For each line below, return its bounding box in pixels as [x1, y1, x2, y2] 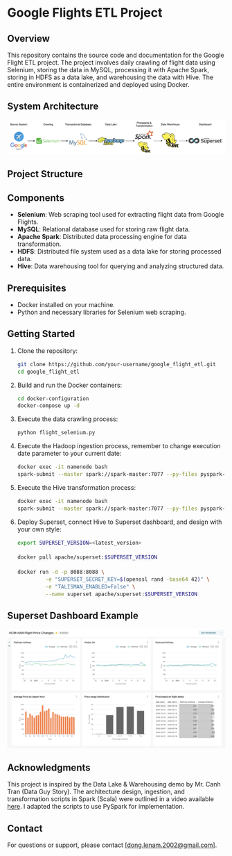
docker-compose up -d [17, 402, 80, 409]
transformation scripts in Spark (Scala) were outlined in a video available [7, 795, 215, 803]
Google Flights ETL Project [7, 5, 163, 21]
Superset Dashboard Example [7, 610, 139, 622]
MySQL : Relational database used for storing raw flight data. [17, 225, 190, 233]
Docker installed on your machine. [17, 301, 116, 309]
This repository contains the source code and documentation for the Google [7, 51, 224, 59]
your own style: [17, 525, 62, 533]
